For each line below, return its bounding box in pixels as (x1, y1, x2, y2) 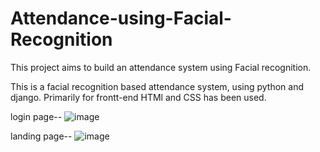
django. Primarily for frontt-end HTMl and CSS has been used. (10, 91, 267, 103)
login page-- (10, 110, 63, 122)
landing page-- (10, 130, 73, 142)
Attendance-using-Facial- (10, 7, 232, 30)
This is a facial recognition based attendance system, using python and (10, 80, 304, 92)
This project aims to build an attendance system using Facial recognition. (10, 61, 312, 73)
